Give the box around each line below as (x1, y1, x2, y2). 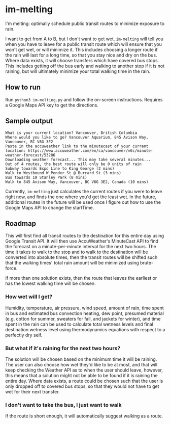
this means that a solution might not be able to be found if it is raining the (5, 372, 158, 378)
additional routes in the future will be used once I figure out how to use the (5, 199, 161, 205)
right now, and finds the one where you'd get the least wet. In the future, (5, 194, 156, 200)
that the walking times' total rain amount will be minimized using (5, 260, 140, 266)
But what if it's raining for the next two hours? (5, 344, 121, 352)
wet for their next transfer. (5, 388, 60, 394)
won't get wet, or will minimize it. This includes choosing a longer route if (5, 46, 158, 52)
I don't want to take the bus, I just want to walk (5, 401, 122, 408)
